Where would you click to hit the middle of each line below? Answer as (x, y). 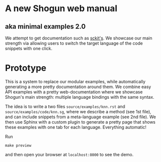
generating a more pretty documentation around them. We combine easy (78, 87)
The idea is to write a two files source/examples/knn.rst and (65, 106)
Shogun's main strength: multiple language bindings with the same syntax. (80, 97)
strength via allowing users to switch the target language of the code (74, 43)
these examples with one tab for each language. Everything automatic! (76, 127)
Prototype (26, 68)
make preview (18, 145)
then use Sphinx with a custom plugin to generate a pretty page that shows (80, 122)
